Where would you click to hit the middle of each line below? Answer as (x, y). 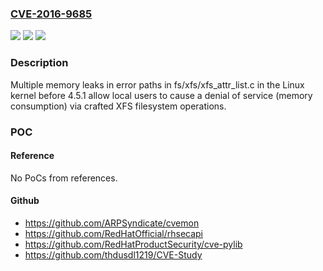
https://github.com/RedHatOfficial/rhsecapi (114, 233)
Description (39, 63)
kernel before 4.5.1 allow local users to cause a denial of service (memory (161, 95)
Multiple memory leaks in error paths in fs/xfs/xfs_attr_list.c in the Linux (157, 84)
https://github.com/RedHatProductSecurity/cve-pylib (133, 244)
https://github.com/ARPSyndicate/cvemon (112, 223)
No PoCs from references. (64, 178)
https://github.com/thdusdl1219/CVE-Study (113, 254)
